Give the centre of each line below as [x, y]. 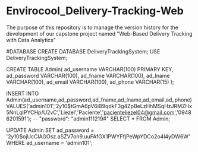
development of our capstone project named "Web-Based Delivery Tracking [99, 33]
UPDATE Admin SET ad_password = [50, 130]
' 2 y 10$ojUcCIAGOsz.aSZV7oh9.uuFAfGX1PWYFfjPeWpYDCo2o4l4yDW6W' [98, 136]
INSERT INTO [23, 93]
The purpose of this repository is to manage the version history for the [92, 27]
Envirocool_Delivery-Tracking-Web [95, 11]
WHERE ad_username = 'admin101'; [50, 142]
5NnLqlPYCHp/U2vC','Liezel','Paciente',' [55, 112]
